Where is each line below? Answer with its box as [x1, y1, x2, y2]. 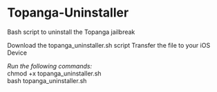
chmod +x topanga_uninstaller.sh [7, 69, 102, 77]
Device [7, 48, 28, 57]
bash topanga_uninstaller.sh [7, 76, 87, 84]
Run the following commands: [7, 62, 92, 70]
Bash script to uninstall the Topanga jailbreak [7, 28, 135, 36]
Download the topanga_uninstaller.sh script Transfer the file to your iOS [7, 41, 211, 49]
